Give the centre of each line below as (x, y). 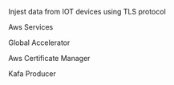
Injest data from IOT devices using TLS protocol (87, 12)
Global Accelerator (39, 42)
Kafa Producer (32, 74)
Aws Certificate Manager (49, 58)
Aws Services (31, 27)
